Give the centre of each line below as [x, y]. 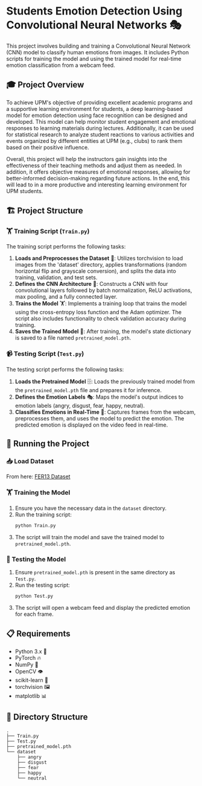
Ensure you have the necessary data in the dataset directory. [91, 508]
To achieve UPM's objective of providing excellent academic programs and [99, 102]
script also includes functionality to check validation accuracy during [100, 319]
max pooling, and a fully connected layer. [66, 297]
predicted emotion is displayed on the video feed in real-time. [91, 425]
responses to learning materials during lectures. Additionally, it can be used [100, 128]
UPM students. [25, 191]
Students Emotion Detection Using [94, 11]
